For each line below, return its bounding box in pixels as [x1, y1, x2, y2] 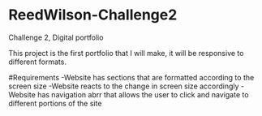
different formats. [8, 57, 67, 67]
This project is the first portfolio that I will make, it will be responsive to [8, 48, 244, 58]
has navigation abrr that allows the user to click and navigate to [37, 89, 249, 99]
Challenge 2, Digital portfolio [8, 32, 104, 42]
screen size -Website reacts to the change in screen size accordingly [8, 81, 239, 91]
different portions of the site [8, 98, 102, 108]
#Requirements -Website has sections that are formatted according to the [8, 72, 255, 82]
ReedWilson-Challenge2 [8, 6, 178, 24]
